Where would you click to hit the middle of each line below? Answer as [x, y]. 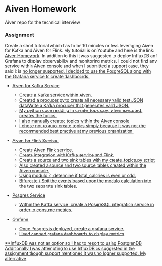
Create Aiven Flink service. [46, 150]
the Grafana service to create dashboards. [47, 77]
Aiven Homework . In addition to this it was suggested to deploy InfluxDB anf [81, 56]
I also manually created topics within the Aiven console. [75, 121]
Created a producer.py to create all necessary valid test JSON [81, 100]
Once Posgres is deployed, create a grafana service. [72, 229]
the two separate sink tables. [48, 186]
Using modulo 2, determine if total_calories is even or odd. [78, 176]
